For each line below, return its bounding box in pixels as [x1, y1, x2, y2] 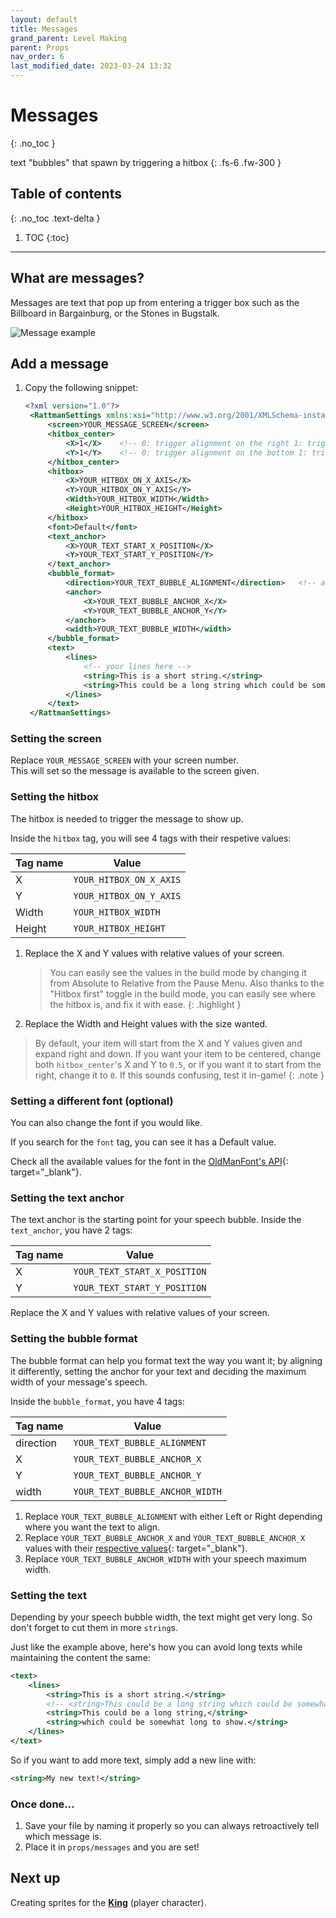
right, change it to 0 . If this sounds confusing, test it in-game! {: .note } [34, 1069, 325, 1081]
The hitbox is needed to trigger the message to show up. [10, 812, 244, 825]
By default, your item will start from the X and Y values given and [34, 1037, 303, 1049]
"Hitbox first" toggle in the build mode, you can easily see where [49, 987, 316, 1000]
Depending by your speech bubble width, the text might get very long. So [10, 1611, 313, 1623]
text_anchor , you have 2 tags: [10, 1224, 133, 1236]
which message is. [24, 1831, 102, 1843]
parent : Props [10, 42, 70, 53]
